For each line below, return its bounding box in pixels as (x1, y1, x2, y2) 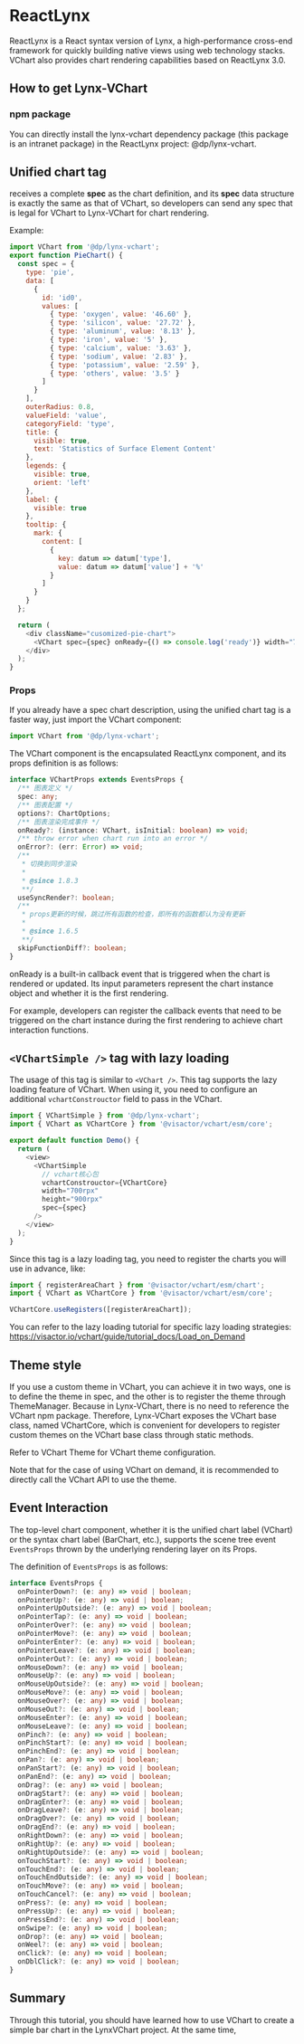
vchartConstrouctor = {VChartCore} (42, 1178, 168, 1187)
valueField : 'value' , (25, 411, 107, 420)
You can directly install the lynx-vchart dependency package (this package (9, 128, 290, 139)
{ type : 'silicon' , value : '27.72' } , (49, 318, 196, 328)
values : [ (42, 301, 79, 310)
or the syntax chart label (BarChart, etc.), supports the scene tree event (9, 1534, 276, 1545)
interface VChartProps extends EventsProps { (9, 775, 184, 784)
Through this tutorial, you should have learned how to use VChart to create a (9, 2014, 295, 2025)
